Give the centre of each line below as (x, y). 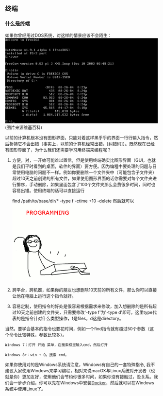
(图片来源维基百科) (24, 127)
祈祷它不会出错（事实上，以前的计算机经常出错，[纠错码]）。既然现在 (78, 144)
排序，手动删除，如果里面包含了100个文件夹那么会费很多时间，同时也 (86, 184)
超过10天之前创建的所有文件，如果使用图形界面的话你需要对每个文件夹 (82, 178)
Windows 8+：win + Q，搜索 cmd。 (37, 355)
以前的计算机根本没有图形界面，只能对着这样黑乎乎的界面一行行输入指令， (79, 138)
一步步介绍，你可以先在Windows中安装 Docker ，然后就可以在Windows (84, 382)
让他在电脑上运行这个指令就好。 (44, 296)
